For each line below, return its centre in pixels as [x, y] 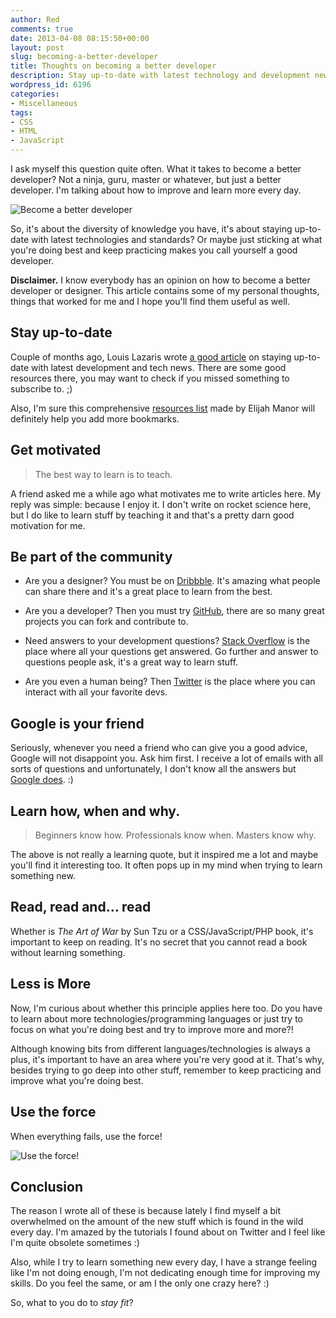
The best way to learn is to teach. [103, 474]
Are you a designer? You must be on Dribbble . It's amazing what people [172, 581]
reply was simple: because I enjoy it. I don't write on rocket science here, [161, 504]
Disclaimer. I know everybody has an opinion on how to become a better [160, 280]
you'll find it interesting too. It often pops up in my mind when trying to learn [166, 865]
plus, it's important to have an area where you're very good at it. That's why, [167, 1059]
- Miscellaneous [44, 103]
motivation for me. [48, 525]
